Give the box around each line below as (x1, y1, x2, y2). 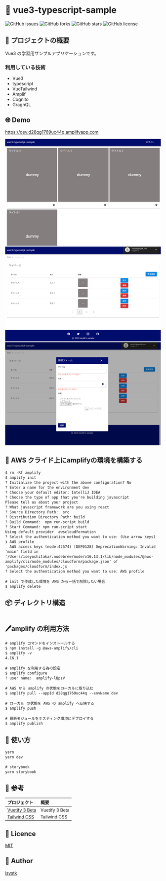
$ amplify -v (5, 651, 32, 656)
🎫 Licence (5, 829, 36, 838)
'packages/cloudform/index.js (5, 564, 68, 569)
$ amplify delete (5, 584, 41, 589)
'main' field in (5, 549, 39, 554)
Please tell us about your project (5, 499, 79, 505)
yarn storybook (5, 769, 37, 774)
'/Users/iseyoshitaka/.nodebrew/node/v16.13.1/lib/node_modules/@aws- (5, 554, 154, 559)
